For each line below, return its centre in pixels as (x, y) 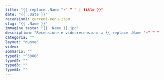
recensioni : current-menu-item (38, 19)
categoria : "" (20, 38)
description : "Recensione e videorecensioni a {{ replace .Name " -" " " (82, 33)
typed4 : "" (16, 70)
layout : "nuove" (22, 42)
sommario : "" (19, 51)
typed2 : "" (16, 61)
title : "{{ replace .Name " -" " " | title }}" (54, 10)
